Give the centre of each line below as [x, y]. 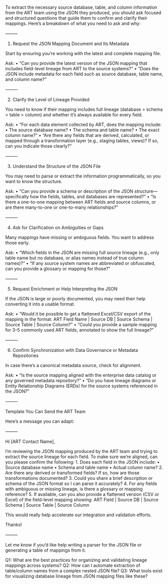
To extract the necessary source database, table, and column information [81, 7]
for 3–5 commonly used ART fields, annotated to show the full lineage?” [79, 330]
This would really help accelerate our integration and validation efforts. [78, 515]
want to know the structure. [34, 181]
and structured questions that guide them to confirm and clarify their [76, 18]
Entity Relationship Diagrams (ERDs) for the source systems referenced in [81, 386]
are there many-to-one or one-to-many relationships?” [62, 207]
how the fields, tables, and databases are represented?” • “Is [93, 196]
